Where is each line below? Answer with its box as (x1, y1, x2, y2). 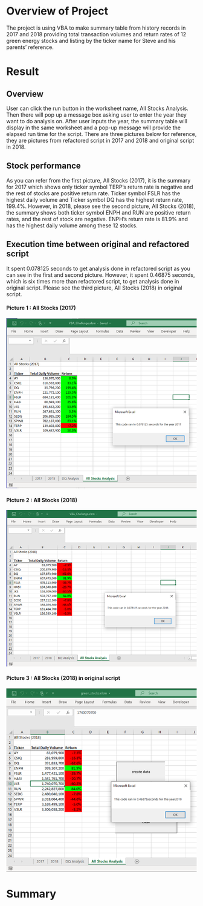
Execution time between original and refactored (6, 239, 190, 250)
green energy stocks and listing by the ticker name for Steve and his (6, 37, 176, 44)
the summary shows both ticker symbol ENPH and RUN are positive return (6, 209, 192, 216)
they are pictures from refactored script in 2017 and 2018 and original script (6, 137, 195, 144)
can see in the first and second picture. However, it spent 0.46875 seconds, (6, 271, 195, 279)
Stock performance (6, 161, 82, 171)
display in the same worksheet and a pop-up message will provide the (6, 124, 181, 131)
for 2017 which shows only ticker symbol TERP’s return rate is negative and (6, 183, 193, 190)
